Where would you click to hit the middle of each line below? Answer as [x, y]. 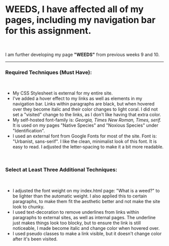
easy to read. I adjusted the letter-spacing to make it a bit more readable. [88, 147]
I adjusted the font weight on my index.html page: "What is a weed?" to [86, 190]
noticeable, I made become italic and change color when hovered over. [86, 228]
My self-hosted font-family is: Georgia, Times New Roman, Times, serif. [87, 120]
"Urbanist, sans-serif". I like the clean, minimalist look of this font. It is [84, 141]
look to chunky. [28, 207]
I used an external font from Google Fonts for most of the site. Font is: [84, 136]
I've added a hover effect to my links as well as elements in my [77, 99]
